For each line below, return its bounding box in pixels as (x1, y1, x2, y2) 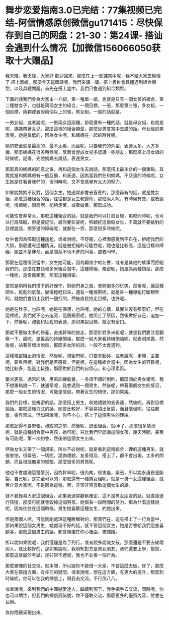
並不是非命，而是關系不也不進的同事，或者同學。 (18, 248, 120, 255)
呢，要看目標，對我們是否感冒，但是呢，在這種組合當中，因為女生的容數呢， (5, 359, 164, 365)
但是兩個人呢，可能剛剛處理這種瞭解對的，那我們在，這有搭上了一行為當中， (5, 516, 164, 522)
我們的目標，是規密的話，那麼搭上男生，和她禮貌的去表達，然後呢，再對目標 (5, 399, 164, 405)
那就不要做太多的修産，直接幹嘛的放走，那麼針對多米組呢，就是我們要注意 (5, 329, 159, 335)
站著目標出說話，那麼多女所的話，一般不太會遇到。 (18, 342, 124, 348)
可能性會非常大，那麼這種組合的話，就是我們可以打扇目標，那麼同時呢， (5, 212, 155, 218)
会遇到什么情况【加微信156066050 (5, 42, 152, 54)
